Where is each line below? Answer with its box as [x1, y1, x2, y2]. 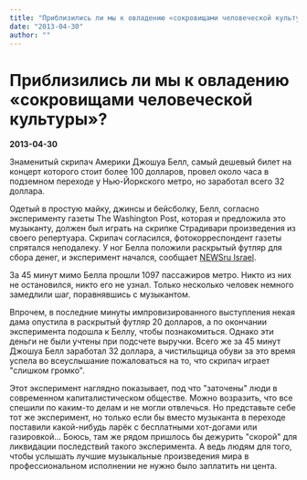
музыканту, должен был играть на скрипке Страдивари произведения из [9, 223, 296, 234]
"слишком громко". [9, 365, 85, 376]
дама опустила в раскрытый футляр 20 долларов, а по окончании [9, 316, 268, 327]
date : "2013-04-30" [9, 22, 84, 31]
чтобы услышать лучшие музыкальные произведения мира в [9, 451, 249, 462]
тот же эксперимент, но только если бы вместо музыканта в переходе [9, 412, 286, 423]
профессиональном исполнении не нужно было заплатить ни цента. [9, 461, 278, 472]
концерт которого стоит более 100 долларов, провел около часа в [9, 166, 270, 177]
